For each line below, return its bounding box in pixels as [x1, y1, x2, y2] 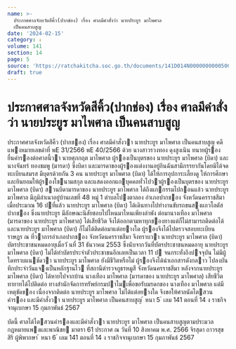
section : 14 [7, 50, 42, 57]
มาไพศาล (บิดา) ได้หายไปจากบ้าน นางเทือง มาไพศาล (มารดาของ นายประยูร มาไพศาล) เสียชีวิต [7, 272, 223, 280]
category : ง [7, 36, 41, 43]
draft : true [7, 69, 42, 76]
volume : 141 [7, 43, 42, 50]
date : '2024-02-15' [7, 29, 65, 37]
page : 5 [7, 56, 30, 63]
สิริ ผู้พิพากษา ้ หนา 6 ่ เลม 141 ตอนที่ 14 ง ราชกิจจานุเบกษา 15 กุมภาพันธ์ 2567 [7, 334, 195, 342]
